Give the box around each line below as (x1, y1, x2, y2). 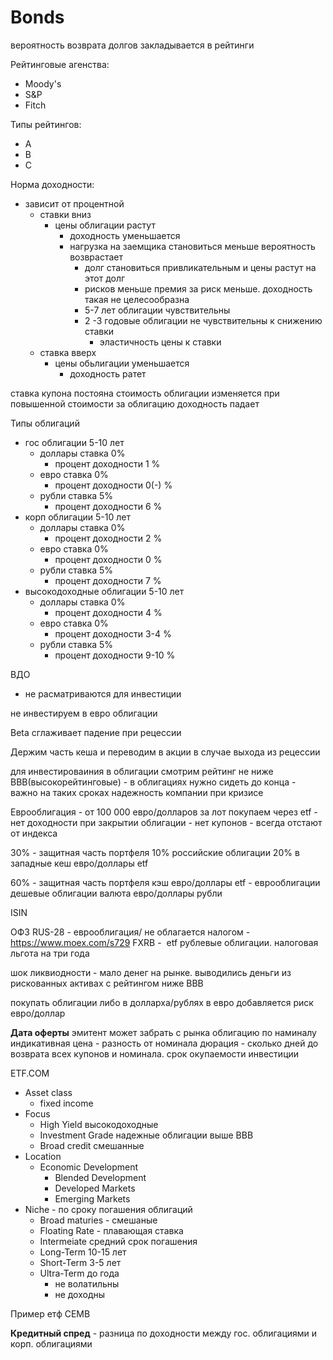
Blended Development (54, 1171, 147, 1183)
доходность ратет (69, 367, 147, 380)
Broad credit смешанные (39, 1139, 145, 1151)
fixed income (39, 1097, 94, 1109)
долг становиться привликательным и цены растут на (84, 261, 317, 273)
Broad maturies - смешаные (39, 1214, 158, 1226)
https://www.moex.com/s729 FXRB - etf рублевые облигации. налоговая (10, 936, 319, 948)
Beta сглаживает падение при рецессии (10, 726, 182, 738)
